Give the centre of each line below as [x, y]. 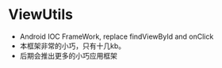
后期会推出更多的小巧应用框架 [68, 55]
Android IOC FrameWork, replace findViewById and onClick [117, 36]
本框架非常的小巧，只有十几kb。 [73, 46]
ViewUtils [41, 15]
